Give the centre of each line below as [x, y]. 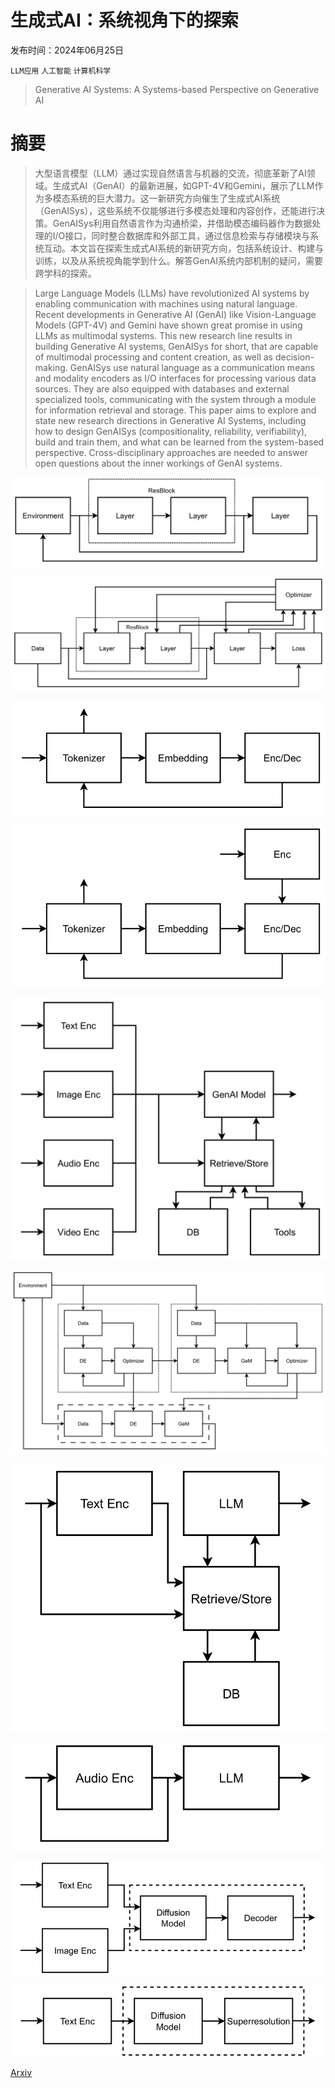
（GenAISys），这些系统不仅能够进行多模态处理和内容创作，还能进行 [175, 210]
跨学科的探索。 [65, 273]
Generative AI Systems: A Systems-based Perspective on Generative [177, 89]
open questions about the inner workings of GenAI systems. [158, 463]
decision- [294, 357]
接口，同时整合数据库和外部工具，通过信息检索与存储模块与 [187, 235]
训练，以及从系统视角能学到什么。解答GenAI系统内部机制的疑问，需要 [179, 260]
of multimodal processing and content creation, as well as [153, 357]
